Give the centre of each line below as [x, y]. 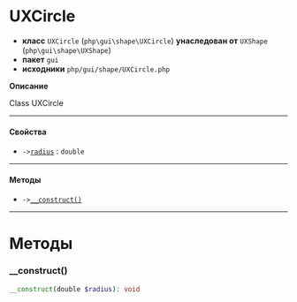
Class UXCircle [36, 102]
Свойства [28, 132]
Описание [29, 86]
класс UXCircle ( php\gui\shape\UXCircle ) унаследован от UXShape [145, 41]
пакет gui [40, 59]
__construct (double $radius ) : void [75, 289]
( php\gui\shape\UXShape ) [67, 49]
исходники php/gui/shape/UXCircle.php [96, 69]
